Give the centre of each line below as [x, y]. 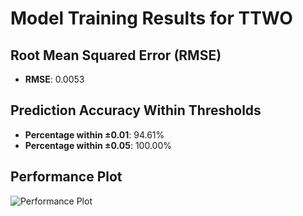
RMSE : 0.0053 [54, 79]
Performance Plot [66, 177]
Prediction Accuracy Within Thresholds [136, 110]
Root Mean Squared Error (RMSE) [116, 55]
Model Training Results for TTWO [151, 18]
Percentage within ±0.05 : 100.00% [98, 145]
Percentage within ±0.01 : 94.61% [94, 134]
